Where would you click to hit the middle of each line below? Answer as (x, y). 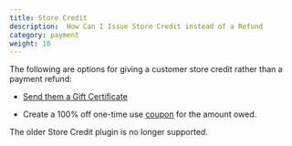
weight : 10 (30, 43)
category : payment (44, 35)
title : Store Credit (49, 18)
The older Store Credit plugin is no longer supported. (109, 132)
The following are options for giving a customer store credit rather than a (146, 69)
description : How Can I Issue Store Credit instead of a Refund (136, 26)
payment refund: (41, 79)
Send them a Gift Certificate (75, 97)
